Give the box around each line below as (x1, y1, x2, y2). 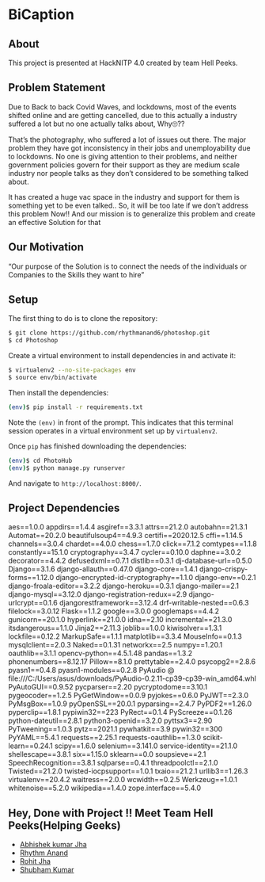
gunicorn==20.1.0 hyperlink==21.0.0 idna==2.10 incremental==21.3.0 (8, 615, 233, 624)
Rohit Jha (19, 857, 51, 866)
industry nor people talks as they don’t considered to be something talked (8, 168, 249, 178)
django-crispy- (199, 564, 248, 574)
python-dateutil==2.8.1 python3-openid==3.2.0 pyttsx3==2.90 (8, 716, 213, 726)
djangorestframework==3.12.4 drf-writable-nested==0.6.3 (59, 598, 249, 608)
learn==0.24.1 (8, 741, 53, 750)
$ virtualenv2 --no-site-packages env (8, 366, 136, 374)
